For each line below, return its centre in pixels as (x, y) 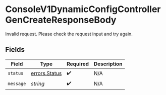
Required (78, 64)
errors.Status (46, 73)
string (38, 84)
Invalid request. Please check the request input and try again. (69, 34)
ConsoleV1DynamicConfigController (83, 9)
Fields (15, 50)
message (17, 84)
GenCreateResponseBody (61, 20)
